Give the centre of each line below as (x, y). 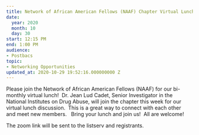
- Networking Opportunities (41, 67)
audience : (18, 50)
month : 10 (23, 28)
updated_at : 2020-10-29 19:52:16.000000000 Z (63, 72)
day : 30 (21, 34)
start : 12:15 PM (26, 39)
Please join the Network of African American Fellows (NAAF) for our (89, 89)
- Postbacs (20, 56)
